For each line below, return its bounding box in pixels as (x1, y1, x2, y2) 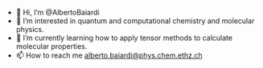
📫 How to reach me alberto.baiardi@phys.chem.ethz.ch (15, 50, 203, 60)
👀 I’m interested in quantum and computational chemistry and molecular (15, 16, 255, 26)
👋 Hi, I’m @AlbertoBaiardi (15, 8, 100, 17)
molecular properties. (15, 42, 88, 51)
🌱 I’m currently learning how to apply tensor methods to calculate (15, 33, 233, 42)
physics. (15, 25, 44, 34)
